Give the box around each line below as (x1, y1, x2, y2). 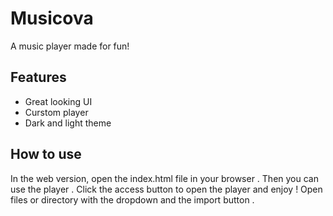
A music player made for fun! (10, 40, 130, 52)
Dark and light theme (24, 117, 112, 129)
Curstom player (24, 106, 89, 118)
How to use (10, 146, 82, 163)
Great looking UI (24, 95, 93, 107)
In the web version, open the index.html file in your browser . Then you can (10, 172, 319, 184)
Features (10, 69, 67, 86)
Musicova (10, 7, 94, 30)
